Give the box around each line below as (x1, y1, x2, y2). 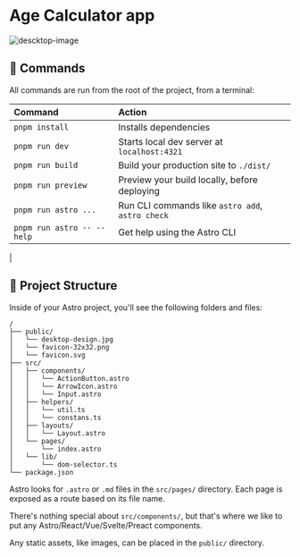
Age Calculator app (9, 5, 155, 26)
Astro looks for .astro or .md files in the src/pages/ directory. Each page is (9, 484, 283, 494)
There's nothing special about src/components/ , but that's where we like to (9, 511, 283, 521)
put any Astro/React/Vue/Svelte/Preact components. (9, 519, 203, 530)
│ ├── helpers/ (9, 397, 74, 407)
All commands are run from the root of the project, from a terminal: (9, 84, 254, 95)
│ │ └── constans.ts (9, 413, 102, 422)
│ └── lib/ (9, 452, 58, 461)
